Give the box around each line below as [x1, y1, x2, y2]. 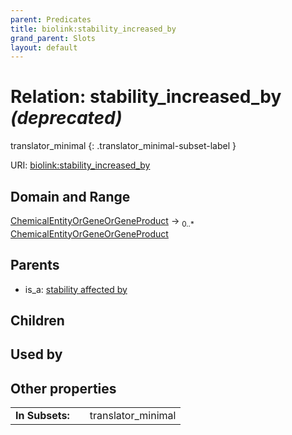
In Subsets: [15, 409, 70, 423]
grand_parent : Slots [10, 33, 97, 43]
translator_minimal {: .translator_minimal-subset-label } [10, 140, 237, 152]
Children [10, 312, 65, 329]
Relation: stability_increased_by [10, 86, 282, 108]
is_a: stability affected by [24, 283, 128, 295]
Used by [10, 346, 63, 363]
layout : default [10, 42, 78, 53]
